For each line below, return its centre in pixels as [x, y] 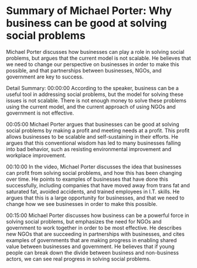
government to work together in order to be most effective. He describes [94, 228]
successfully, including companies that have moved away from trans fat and [98, 185]
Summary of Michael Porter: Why [89, 11]
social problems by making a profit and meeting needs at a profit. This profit [98, 130]
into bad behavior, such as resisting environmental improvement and [89, 149]
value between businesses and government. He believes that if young [90, 246]
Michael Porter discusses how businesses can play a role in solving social [95, 51]
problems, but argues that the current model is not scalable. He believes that [98, 58]
